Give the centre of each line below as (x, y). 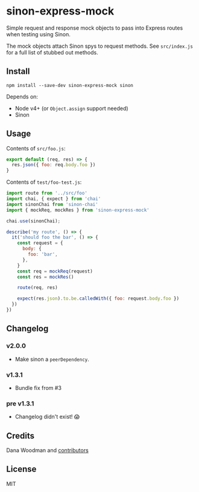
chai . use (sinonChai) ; (33, 221)
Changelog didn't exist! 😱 (47, 417)
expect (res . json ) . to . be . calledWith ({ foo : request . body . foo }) (98, 299)
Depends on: (22, 96)
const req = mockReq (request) (55, 271)
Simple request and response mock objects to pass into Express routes (95, 28)
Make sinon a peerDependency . (52, 359)
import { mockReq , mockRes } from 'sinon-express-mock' (78, 210)
